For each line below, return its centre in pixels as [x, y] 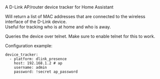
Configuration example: [29, 46]
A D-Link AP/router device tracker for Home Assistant [59, 7]
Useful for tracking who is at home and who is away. [58, 27]
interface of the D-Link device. [36, 22]
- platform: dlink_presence [38, 59]
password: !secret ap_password [46, 72]
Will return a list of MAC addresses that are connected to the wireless [75, 16]
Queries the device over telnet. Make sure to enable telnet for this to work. [80, 36]
